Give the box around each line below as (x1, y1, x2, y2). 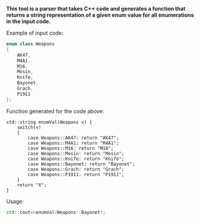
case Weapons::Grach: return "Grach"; (28, 166, 125, 172)
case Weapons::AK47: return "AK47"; (28, 135, 119, 141)
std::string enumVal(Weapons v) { (6, 119, 93, 125)
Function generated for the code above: (6, 107, 105, 114)
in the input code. (6, 18, 51, 25)
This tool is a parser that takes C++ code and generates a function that (6, 5, 186, 12)
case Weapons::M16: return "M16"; (28, 145, 114, 152)
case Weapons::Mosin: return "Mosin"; (28, 150, 125, 156)
